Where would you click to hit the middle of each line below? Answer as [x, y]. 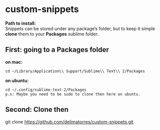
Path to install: [21, 23]
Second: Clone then [37, 110]
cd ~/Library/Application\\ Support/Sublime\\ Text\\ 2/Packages [75, 71]
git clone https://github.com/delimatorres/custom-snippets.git [69, 121]
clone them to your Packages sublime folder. [52, 34]
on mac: [14, 62]
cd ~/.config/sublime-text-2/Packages [46, 90]
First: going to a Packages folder [57, 50]
